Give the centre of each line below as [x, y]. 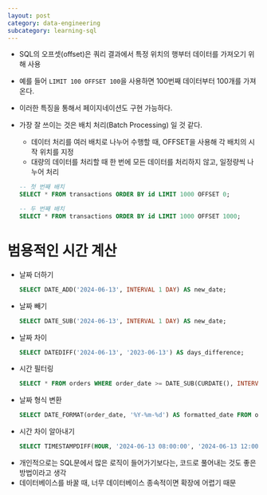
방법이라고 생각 [43, 473]
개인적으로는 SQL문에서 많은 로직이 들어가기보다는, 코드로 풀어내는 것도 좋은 [137, 463]
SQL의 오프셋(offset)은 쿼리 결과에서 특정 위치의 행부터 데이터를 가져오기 [132, 54]
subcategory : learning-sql [52, 30]
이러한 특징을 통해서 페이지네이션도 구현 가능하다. [96, 108]
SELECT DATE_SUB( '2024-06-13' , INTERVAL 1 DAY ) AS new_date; [123, 321]
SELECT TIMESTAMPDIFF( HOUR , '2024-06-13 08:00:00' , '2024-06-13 [128, 447]
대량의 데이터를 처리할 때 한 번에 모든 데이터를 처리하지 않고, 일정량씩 [138, 162]
